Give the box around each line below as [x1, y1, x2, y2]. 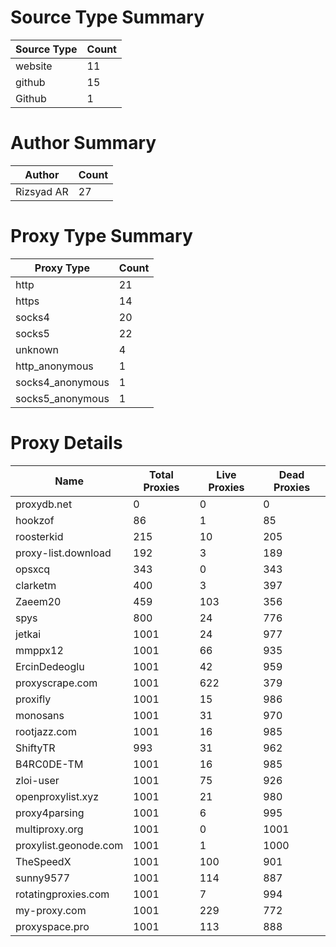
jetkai [15, 627, 42, 641]
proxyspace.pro [15, 919, 90, 933]
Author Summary [10, 132, 157, 155]
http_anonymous [15, 359, 94, 373]
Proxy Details [10, 432, 123, 454]
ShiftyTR [15, 741, 56, 755]
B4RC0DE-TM [15, 757, 84, 771]
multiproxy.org [15, 822, 84, 836]
